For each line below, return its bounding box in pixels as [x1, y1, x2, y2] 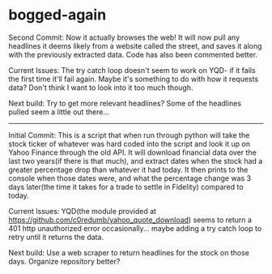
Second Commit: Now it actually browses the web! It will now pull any [8, 32, 240, 42]
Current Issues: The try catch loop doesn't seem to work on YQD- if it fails [8, 65, 257, 75]
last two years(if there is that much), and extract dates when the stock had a [8, 156, 263, 165]
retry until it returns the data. [8, 232, 104, 242]
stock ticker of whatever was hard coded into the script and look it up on [8, 139, 251, 148]
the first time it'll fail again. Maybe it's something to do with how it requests [8, 74, 259, 83]
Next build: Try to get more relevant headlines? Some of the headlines [8, 98, 241, 108]
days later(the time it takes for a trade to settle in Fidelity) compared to [8, 182, 244, 191]
